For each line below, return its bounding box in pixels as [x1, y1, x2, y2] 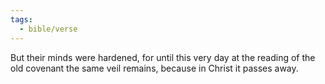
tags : [10, 14, 33, 25]
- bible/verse [19, 24, 78, 34]
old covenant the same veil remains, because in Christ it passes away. [10, 62, 299, 74]
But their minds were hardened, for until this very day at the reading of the [10, 51, 316, 63]
